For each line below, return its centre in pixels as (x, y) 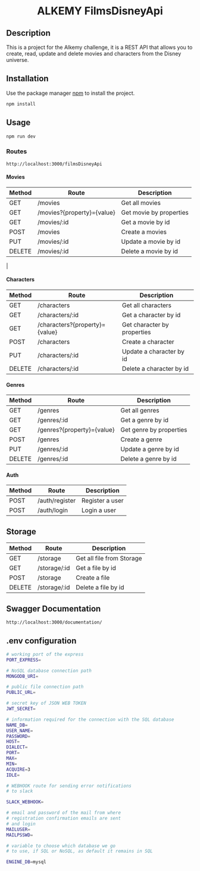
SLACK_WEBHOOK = (25, 802)
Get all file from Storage (109, 559)
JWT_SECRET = (21, 709)
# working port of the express (45, 654)
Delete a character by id (155, 369)
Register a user (102, 501)
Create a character (148, 342)
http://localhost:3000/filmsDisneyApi (54, 164)
